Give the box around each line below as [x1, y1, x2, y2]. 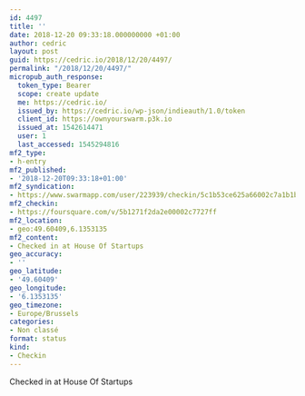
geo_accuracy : [9, 250, 64, 259]
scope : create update [17, 89, 100, 98]
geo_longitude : [9, 283, 67, 292]
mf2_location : [9, 215, 64, 225]
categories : [9, 317, 54, 327]
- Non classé [9, 326, 59, 335]
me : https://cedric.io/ [17, 97, 107, 107]
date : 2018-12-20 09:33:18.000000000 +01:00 [9, 30, 181, 39]
